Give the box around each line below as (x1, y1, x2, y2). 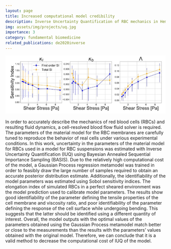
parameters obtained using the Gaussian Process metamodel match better (5, 222, 161, 228)
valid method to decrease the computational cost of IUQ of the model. (5, 238, 152, 244)
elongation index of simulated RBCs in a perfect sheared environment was (5, 184, 161, 190)
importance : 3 (5, 30, 36, 35)
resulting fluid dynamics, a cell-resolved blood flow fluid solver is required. (5, 124, 162, 130)
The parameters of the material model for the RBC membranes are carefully (5, 130, 164, 136)
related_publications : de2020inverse (5, 41, 85, 46)
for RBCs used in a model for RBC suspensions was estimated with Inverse (5, 146, 162, 152)
